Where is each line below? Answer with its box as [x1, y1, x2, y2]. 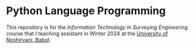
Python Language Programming [6, 4, 166, 18]
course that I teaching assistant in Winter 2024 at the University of [6, 30, 169, 37]
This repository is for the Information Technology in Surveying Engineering [6, 24, 188, 31]
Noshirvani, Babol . [6, 36, 51, 43]
